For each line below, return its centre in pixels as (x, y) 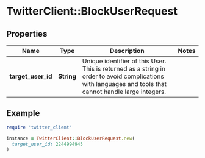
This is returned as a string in (124, 69)
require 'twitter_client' (39, 127)
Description (127, 51)
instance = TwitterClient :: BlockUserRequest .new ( (71, 138)
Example (23, 113)
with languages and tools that (124, 84)
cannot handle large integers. (124, 92)
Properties (27, 34)
